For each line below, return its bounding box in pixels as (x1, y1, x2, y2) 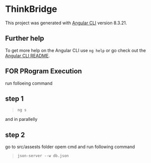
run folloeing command (5, 80, 53, 86)
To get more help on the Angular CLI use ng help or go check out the (5, 47, 146, 53)
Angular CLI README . (5, 53, 50, 58)
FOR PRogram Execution (5, 67, 82, 75)
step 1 (5, 94, 24, 103)
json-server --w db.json (17, 154, 69, 159)
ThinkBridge (5, 3, 58, 15)
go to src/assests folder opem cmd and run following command (5, 144, 135, 150)
